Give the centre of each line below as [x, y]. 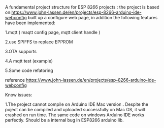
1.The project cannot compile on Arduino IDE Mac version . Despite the [77, 104]
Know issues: [19, 95]
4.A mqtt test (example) [29, 61]
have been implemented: [30, 23]
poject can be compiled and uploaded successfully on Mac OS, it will [75, 110]
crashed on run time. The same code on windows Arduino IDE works [75, 115]
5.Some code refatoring [29, 70]
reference [15, 80]
